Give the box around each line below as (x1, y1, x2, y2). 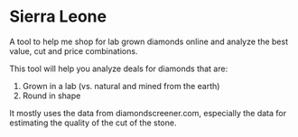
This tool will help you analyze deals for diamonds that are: (9, 63, 228, 74)
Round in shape (22, 90, 81, 101)
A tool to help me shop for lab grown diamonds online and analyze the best (9, 36, 289, 47)
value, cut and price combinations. (9, 45, 138, 56)
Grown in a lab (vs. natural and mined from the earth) (22, 80, 220, 91)
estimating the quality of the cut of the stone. (9, 117, 177, 128)
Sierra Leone (9, 6, 107, 27)
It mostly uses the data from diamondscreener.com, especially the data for (9, 107, 287, 118)
